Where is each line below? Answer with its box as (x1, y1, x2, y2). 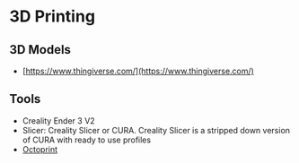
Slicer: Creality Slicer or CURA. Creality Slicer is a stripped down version (22, 124, 290, 135)
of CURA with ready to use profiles (22, 134, 151, 145)
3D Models (9, 42, 72, 57)
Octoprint (22, 143, 58, 154)
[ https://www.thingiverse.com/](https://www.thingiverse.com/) (22, 65, 254, 76)
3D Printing (9, 6, 96, 27)
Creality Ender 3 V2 (22, 115, 96, 126)
